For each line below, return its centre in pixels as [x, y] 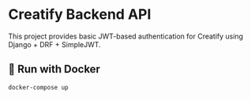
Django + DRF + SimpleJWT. [54, 44]
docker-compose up [38, 87]
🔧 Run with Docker [54, 70]
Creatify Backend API [80, 15]
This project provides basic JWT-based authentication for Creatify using [126, 36]
